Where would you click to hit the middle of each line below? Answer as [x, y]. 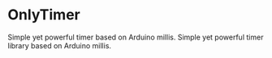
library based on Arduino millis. [59, 45]
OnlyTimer [44, 15]
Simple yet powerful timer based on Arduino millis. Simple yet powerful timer [136, 37]
